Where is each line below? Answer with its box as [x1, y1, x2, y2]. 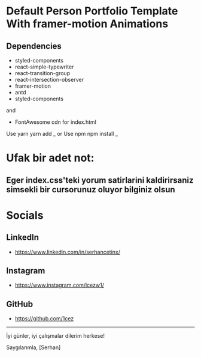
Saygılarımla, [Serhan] [6, 344, 61, 351]
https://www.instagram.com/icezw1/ [14, 281, 105, 289]
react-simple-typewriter [14, 63, 74, 70]
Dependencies [6, 41, 62, 51]
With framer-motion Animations [6, 17, 169, 31]
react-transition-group [14, 70, 71, 76]
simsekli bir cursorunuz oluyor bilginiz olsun [6, 185, 175, 195]
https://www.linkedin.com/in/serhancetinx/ [14, 248, 121, 255]
